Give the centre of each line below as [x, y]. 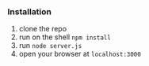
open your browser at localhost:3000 [80, 54]
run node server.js [50, 46]
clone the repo [43, 29]
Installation [30, 12]
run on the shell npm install [65, 37]
